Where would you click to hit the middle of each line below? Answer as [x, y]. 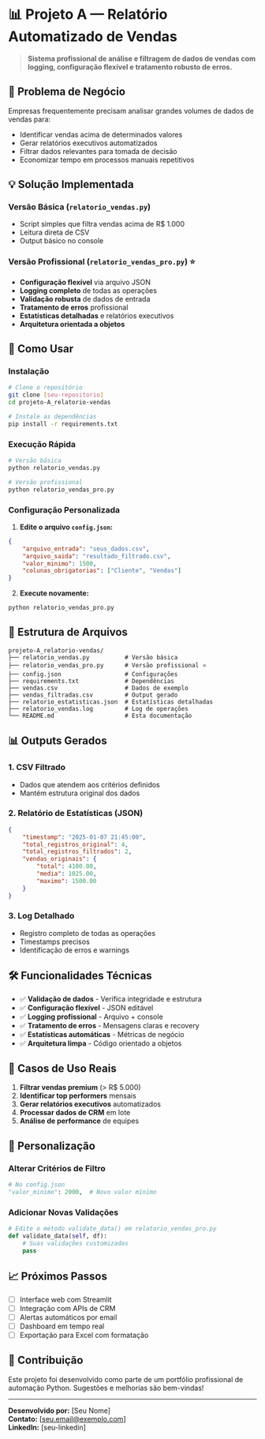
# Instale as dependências [52, 417]
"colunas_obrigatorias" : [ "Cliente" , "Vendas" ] [102, 571]
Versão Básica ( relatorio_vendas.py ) [80, 207]
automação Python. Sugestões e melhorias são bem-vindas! [106, 1388]
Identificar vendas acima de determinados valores [101, 134]
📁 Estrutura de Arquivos [68, 632]
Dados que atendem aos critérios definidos [90, 784]
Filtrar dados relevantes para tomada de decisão [98, 151]
